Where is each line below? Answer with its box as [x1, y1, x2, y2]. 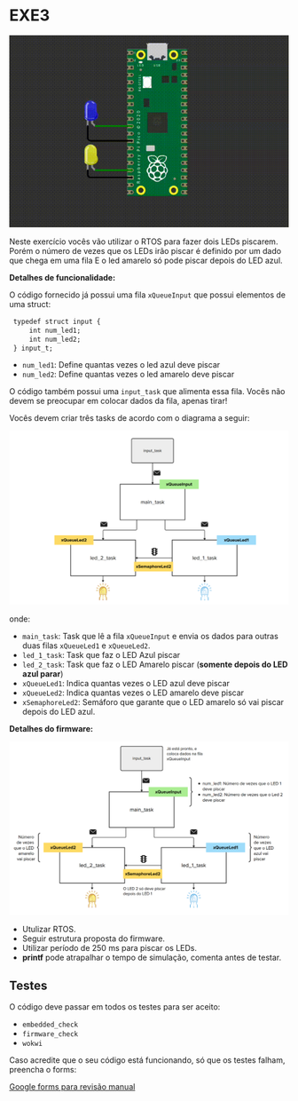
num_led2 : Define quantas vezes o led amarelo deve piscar [21, 369, 235, 380]
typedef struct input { [12, 317, 101, 327]
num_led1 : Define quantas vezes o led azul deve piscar [21, 360, 221, 370]
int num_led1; [28, 326, 82, 336]
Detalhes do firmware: [9, 723, 93, 733]
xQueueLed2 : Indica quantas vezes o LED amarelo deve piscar [21, 687, 245, 698]
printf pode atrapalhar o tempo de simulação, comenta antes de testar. [21, 952, 282, 963]
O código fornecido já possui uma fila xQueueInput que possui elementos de [9, 289, 286, 300]
